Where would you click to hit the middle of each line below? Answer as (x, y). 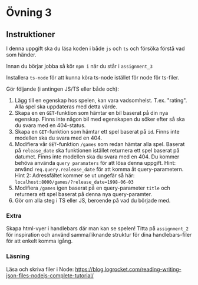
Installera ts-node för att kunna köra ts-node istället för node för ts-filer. (93, 77)
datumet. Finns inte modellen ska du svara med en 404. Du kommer (97, 157)
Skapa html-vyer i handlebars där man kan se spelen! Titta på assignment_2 (97, 228)
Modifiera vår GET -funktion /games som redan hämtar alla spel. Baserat (100, 144)
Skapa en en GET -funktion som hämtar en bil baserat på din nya (91, 113)
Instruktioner (31, 34)
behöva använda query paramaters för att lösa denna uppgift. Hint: (95, 163)
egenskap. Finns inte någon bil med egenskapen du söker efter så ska (100, 119)
